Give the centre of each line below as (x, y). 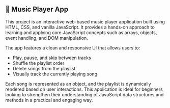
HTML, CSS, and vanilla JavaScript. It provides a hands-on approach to (80, 27)
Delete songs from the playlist (44, 68)
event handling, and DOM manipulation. (47, 38)
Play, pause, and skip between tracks (52, 58)
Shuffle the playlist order (38, 63)
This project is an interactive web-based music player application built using (85, 21)
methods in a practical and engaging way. (49, 100)
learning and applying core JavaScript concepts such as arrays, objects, (81, 32)
